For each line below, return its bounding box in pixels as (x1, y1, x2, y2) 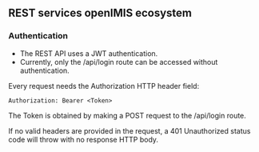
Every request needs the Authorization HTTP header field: (8, 81, 200, 90)
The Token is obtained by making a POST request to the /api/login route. (8, 110, 246, 120)
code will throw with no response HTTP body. (8, 134, 158, 144)
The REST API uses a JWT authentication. (19, 48, 158, 58)
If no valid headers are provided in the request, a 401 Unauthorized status (8, 126, 251, 135)
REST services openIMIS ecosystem (8, 6, 193, 20)
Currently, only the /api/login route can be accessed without (19, 57, 218, 66)
